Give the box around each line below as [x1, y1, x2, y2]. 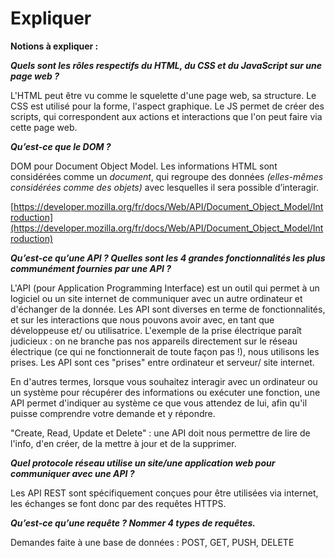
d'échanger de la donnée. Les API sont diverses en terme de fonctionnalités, [10, 303, 326, 315]
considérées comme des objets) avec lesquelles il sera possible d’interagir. [10, 181, 319, 193]
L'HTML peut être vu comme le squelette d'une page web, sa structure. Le [10, 89, 317, 101]
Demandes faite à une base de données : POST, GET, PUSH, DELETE [10, 536, 295, 548]
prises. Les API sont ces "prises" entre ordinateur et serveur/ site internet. [10, 356, 315, 368]
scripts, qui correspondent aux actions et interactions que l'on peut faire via [10, 110, 323, 122]
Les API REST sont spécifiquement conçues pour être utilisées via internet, [10, 487, 319, 499]
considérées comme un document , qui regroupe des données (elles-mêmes [10, 170, 324, 182]
